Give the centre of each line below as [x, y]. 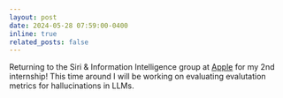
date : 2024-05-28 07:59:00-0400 [69, 26]
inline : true [33, 34]
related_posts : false [49, 42]
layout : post [33, 17]
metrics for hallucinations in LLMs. [72, 86]
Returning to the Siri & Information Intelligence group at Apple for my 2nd [142, 67]
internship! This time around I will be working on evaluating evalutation [138, 77]
